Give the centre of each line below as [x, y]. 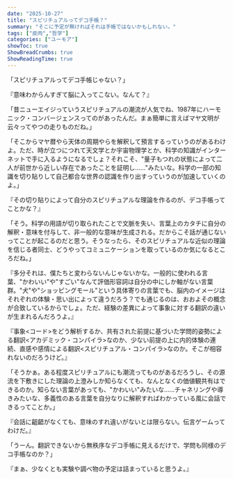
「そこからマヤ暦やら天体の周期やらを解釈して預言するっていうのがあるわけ [116, 141]
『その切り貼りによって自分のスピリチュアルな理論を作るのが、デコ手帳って [116, 200]
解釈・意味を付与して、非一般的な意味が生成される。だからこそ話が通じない [116, 232]
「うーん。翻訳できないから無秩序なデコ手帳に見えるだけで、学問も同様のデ [117, 445]
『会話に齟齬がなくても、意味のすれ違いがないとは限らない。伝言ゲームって [116, 421]
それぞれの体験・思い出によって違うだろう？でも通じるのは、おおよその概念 [116, 299]
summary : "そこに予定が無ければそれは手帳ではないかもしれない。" [91, 26]
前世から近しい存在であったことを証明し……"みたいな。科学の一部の [117, 167]
